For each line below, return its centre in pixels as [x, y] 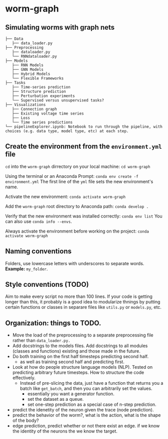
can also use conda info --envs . [39, 221]
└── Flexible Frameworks [38, 78]
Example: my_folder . [27, 269]
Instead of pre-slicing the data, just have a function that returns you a [92, 383]
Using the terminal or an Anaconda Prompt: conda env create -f [72, 176]
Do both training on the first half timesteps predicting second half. [80, 357]
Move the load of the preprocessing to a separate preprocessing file [83, 335]
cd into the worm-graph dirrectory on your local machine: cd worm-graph [78, 166]
